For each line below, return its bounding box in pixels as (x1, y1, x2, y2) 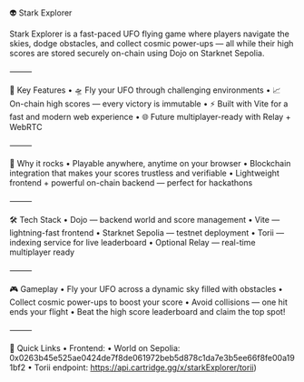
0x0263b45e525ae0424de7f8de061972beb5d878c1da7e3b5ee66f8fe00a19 (9, 353, 295, 363)
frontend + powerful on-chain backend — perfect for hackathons (9, 177, 253, 188)
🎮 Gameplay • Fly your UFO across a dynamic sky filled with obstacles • (9, 284, 283, 294)
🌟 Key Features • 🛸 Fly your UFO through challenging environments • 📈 (9, 85, 281, 95)
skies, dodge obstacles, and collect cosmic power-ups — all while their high (9, 38, 294, 48)
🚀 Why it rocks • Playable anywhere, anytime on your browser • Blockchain (9, 158, 291, 168)
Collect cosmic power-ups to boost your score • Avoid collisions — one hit (9, 297, 289, 307)
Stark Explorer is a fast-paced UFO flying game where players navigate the (9, 28, 290, 39)
